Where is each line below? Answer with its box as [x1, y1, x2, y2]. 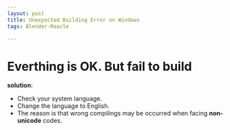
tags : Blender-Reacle [7, 23, 70, 30]
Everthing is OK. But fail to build [7, 58, 192, 74]
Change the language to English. [17, 102, 110, 110]
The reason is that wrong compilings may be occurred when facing [17, 109, 208, 118]
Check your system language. [17, 94, 103, 103]
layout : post [7, 10, 45, 17]
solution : [7, 81, 33, 89]
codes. [42, 116, 63, 124]
